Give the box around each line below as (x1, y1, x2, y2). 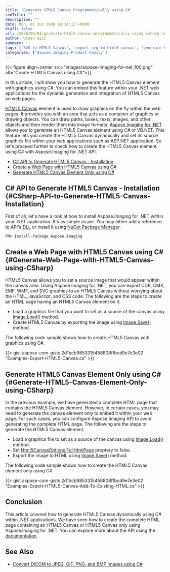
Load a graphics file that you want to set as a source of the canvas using (12, 309, 164, 315)
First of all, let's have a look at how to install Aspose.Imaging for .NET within (5, 213, 163, 219)
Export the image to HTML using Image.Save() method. (12, 452, 128, 458)
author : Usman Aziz (5, 36, 47, 41)
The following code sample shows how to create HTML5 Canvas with (5, 335, 150, 341)
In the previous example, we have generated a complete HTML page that (5, 399, 157, 405)
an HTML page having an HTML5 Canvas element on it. (5, 298, 121, 305)
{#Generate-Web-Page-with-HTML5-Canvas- (5, 255, 154, 264)
